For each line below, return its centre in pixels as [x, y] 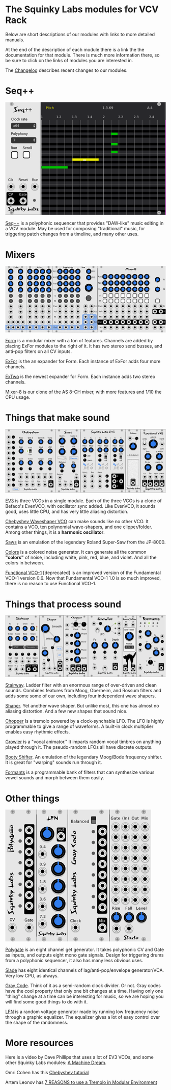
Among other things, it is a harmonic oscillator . [55, 532]
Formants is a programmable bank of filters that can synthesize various [80, 772]
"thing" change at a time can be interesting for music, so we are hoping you [84, 996]
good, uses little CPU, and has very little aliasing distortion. [67, 512]
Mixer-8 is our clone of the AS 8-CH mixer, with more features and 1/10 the [83, 392]
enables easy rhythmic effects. [38, 732]
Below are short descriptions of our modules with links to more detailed [80, 34]
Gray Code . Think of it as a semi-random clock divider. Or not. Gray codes [83, 986]
